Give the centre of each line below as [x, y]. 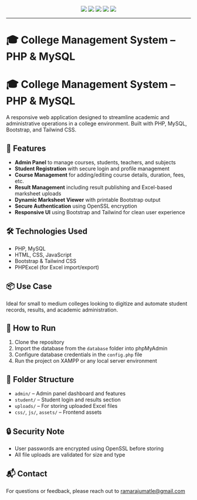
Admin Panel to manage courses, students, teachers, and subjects [95, 162]
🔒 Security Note [35, 431]
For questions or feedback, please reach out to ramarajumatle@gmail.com [96, 491]
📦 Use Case [29, 287]
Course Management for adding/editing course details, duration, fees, [100, 175]
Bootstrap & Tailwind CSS [45, 261]
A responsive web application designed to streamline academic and [88, 117]
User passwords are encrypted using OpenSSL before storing [89, 448]
